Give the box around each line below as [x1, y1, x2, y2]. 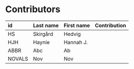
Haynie [33, 39, 50, 46]
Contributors [5, 4, 61, 15]
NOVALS [8, 55, 29, 62]
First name [63, 22, 90, 29]
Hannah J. [63, 39, 88, 46]
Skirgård [33, 30, 54, 38]
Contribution [95, 22, 126, 29]
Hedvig [63, 30, 81, 38]
